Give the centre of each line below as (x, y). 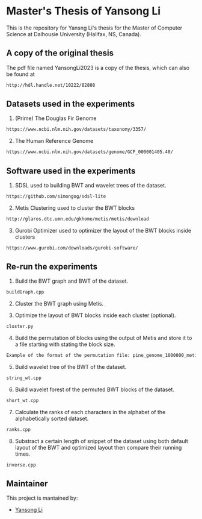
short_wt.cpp (23, 400)
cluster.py (20, 327)
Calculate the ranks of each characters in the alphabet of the (90, 412)
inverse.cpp (21, 465)
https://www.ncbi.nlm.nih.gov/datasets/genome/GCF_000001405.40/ (90, 152)
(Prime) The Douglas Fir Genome (56, 118)
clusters (25, 237)
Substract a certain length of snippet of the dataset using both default (101, 441)
